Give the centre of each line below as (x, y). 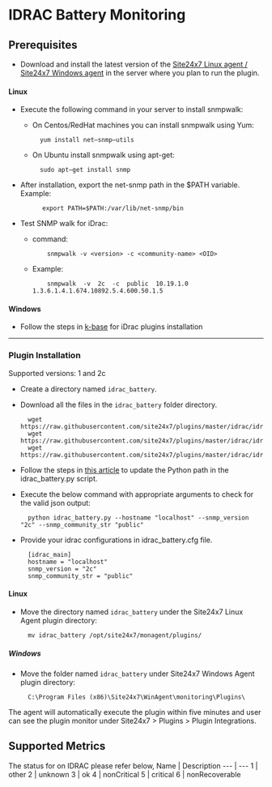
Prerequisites (43, 45)
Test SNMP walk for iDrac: (64, 224)
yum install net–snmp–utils (87, 140)
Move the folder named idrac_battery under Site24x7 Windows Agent (137, 674)
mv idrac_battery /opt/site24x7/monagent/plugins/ (115, 635)
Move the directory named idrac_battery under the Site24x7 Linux (132, 612)
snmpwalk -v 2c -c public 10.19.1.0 (118, 284)
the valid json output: (55, 503)
